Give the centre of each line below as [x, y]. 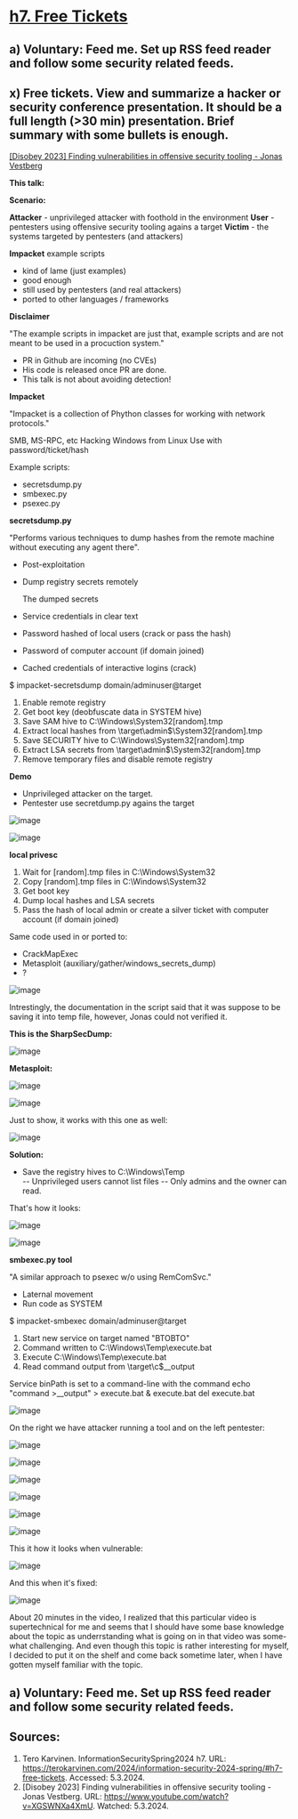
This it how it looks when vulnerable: [77, 1548]
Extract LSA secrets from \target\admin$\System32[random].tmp [141, 750]
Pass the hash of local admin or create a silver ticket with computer [145, 910]
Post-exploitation [53, 565]
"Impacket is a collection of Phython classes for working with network [137, 414]
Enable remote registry [64, 703]
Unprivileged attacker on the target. [88, 794]
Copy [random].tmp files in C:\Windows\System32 [114, 882]
